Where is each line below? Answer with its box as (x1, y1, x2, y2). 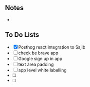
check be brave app (18, 50, 58, 56)
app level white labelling (18, 67, 67, 73)
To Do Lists (5, 31, 39, 39)
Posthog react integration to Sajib (18, 44, 86, 50)
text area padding (18, 61, 54, 67)
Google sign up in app (18, 56, 63, 61)
